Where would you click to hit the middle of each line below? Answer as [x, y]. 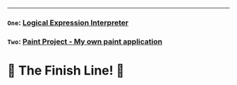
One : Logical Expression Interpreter [68, 22]
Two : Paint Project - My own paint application [85, 41]
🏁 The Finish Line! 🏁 [66, 71]
